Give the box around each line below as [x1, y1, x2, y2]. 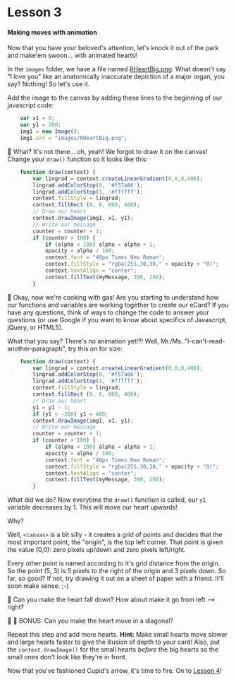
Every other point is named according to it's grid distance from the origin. [7, 559, 221, 568]
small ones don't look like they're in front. [7, 653, 128, 662]
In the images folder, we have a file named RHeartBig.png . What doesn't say [7, 65, 227, 74]
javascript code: [7, 101, 54, 110]
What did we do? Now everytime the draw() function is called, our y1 [7, 495, 206, 504]
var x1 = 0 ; [20, 114, 55, 122]
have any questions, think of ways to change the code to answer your [7, 308, 210, 317]
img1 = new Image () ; [20, 128, 80, 135]
